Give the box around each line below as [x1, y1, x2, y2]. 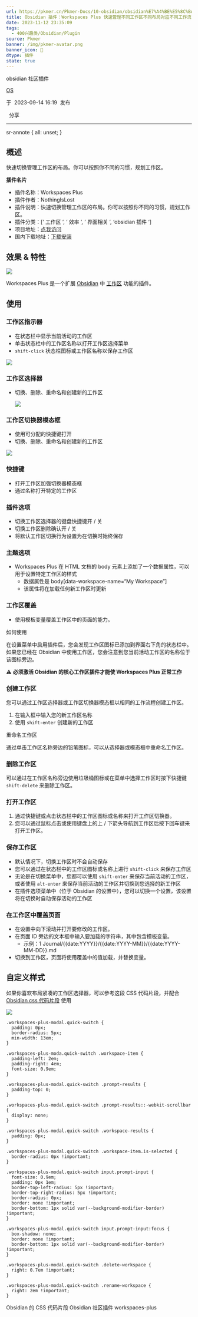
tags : [6, 25, 19, 31]
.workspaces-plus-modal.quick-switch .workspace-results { [6, 1128, 154, 1134]
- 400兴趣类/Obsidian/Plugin [11, 31, 81, 37]
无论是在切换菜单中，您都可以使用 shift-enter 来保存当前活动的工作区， [14, 873, 192, 880]
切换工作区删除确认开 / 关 [14, 525, 77, 532]
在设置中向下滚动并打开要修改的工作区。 [14, 926, 113, 933]
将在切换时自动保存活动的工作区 [14, 894, 93, 902]
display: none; [11, 1112, 49, 1118]
